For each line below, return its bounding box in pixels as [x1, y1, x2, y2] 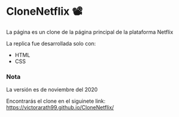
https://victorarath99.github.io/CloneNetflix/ [6, 104, 115, 111]
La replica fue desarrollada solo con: [6, 40, 96, 47]
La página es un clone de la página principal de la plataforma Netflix [6, 28, 174, 36]
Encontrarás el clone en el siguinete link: [6, 97, 106, 105]
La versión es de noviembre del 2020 [6, 86, 98, 93]
